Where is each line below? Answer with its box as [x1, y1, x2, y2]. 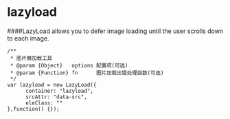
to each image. [7, 34, 49, 42]
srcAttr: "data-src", [25, 94, 88, 100]
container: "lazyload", [25, 87, 94, 94]
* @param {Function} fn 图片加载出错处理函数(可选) [10, 69, 164, 76]
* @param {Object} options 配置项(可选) [10, 62, 128, 69]
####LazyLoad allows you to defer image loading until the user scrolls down [7, 27, 224, 35]
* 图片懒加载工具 [10, 54, 53, 62]
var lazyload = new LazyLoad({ [7, 81, 97, 88]
